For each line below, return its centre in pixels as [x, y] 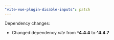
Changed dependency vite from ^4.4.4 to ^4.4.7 [60, 32]
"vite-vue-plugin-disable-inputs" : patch [47, 9]
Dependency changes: [27, 23]
